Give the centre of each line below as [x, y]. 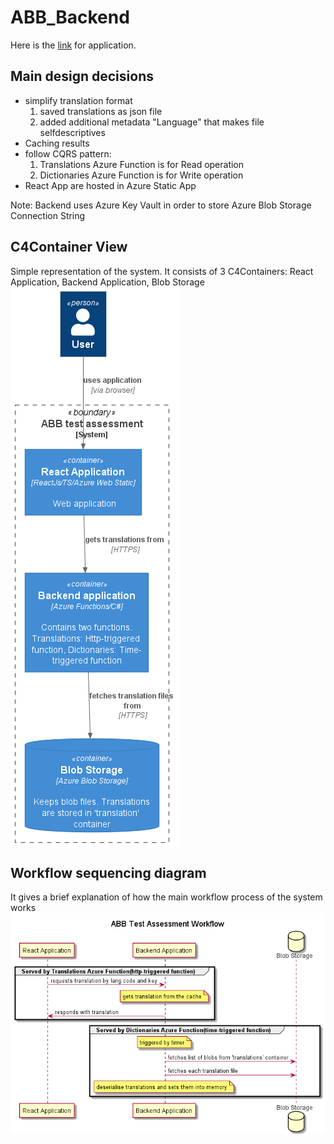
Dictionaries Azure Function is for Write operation [141, 175]
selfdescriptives [72, 132]
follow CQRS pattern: [68, 153]
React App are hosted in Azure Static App [110, 185]
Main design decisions [82, 76]
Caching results [57, 143]
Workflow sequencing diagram [108, 872]
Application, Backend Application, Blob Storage [107, 282]
